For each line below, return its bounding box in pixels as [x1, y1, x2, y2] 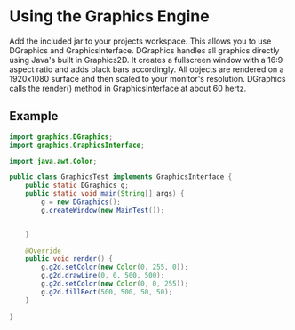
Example [9, 109, 59, 124]
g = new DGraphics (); [41, 197, 122, 206]
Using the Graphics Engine [9, 6, 211, 27]
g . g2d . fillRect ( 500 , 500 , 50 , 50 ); [41, 287, 173, 296]
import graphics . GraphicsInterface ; [9, 141, 145, 149]
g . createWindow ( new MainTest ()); [41, 205, 165, 214]
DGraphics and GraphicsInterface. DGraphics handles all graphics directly [9, 44, 280, 55]
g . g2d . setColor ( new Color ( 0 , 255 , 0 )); [41, 262, 189, 272]
